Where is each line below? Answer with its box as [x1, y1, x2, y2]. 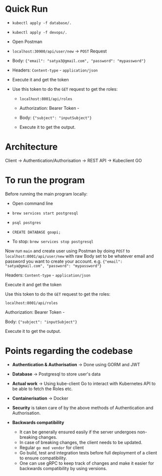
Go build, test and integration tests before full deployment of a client [19, 450, 158, 455]
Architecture [5, 141, 58, 152]
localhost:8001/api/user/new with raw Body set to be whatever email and [5, 253, 154, 259]
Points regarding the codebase [5, 346, 133, 356]
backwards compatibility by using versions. [19, 465, 107, 471]
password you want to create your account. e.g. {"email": [5, 258, 123, 264]
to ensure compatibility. [19, 455, 67, 461]
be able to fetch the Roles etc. [12, 386, 73, 392]
